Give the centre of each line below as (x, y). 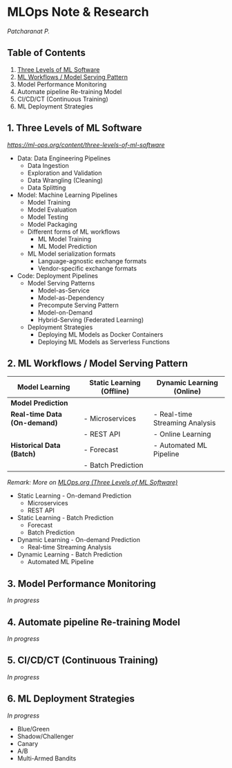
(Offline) (115, 391)
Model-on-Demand (65, 312)
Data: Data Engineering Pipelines (64, 158)
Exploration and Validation (65, 173)
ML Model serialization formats (71, 254)
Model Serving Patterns (61, 283)
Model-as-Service (64, 290)
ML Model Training (65, 238)
